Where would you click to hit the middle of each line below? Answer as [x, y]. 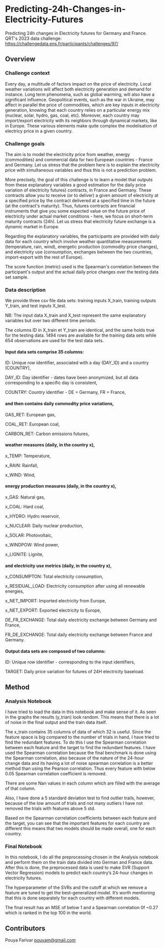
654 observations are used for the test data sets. [55, 341]
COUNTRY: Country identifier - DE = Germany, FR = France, [66, 392]
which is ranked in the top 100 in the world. [49, 913]
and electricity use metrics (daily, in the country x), [58, 566]
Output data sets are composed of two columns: [55, 651]
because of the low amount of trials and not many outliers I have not [74, 803]
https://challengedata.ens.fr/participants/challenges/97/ [62, 43]
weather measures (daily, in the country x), [50, 445]
